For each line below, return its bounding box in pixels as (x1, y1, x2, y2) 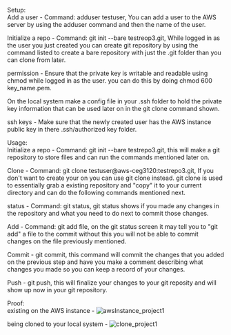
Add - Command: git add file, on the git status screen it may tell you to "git (7, 223, 219, 230)
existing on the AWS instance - (7, 307, 95, 314)
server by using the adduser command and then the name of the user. (7, 21, 206, 28)
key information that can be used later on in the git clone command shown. (7, 105, 220, 112)
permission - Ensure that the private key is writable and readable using (7, 69, 208, 77)
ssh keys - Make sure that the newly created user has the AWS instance (7, 118, 212, 126)
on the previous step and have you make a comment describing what (7, 258, 203, 266)
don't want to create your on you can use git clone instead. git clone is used (7, 174, 223, 182)
